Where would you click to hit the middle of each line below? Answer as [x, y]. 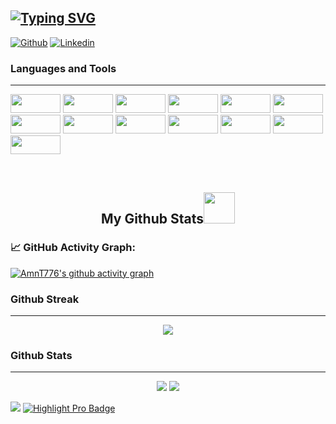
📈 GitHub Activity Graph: [73, 248]
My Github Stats [152, 218]
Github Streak [45, 299]
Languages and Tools [63, 68]
